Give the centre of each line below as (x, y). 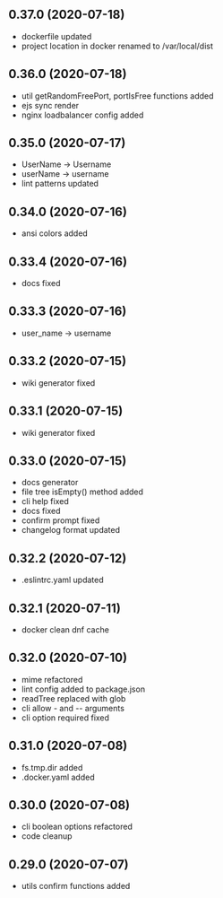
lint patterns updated (60, 184)
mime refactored (52, 679)
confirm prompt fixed (60, 520)
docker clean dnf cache (65, 629)
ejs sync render (50, 105)
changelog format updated (71, 530)
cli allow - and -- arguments (73, 708)
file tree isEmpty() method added (82, 492)
